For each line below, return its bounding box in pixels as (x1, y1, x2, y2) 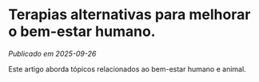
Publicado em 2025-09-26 (8, 49, 97, 58)
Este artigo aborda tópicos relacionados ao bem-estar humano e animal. (8, 64, 246, 73)
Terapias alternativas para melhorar (8, 6, 251, 24)
